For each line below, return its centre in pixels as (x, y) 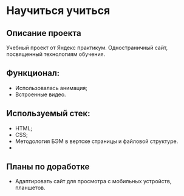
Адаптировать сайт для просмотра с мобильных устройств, (93, 181)
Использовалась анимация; (51, 88)
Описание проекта (44, 33)
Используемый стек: (48, 114)
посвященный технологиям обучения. (56, 54)
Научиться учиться (58, 11)
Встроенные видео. (40, 94)
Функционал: (33, 73)
